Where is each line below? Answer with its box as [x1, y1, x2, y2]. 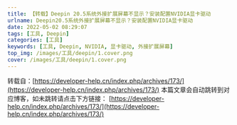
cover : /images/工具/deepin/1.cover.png [7, 56, 127, 64]
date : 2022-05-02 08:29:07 [7, 23, 88, 30]
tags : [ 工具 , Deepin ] [7, 30, 70, 37]
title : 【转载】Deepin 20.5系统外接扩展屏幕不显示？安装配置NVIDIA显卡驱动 [7, 10, 211, 18]
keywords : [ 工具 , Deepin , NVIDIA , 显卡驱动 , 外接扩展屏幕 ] [7, 43, 173, 50]
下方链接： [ [75, 94, 112, 102]
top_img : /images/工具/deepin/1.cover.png [7, 50, 133, 57]
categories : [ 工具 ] [7, 37, 63, 44]
